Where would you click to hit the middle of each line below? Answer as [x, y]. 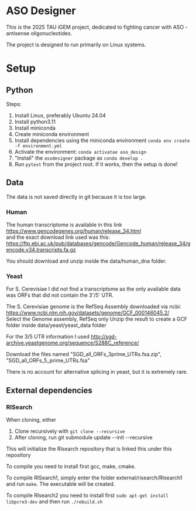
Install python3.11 [35, 121]
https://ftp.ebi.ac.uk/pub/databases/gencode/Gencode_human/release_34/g [98, 243]
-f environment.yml [38, 146]
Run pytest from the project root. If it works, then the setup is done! [96, 164]
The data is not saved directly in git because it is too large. [76, 197]
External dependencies [49, 390]
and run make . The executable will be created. [61, 484]
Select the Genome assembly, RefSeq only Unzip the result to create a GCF [97, 319]
